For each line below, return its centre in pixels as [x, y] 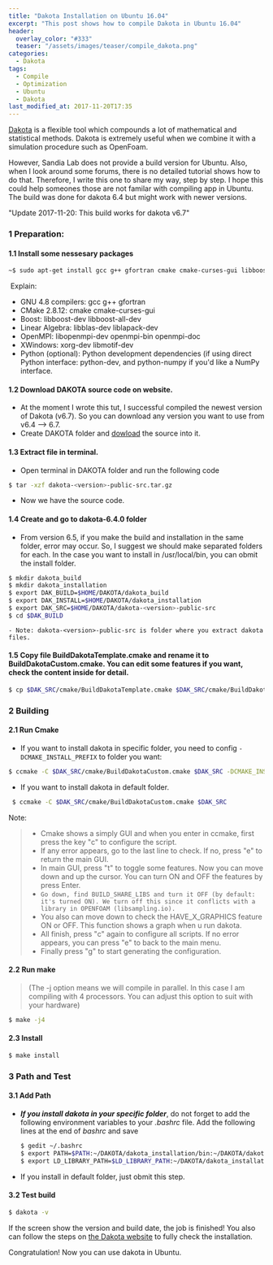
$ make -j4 [27, 1020]
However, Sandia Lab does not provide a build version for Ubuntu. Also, [128, 162]
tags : [17, 69]
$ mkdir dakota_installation [58, 586]
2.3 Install [26, 1038]
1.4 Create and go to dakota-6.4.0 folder [78, 519]
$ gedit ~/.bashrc [51, 1146]
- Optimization [41, 84]
